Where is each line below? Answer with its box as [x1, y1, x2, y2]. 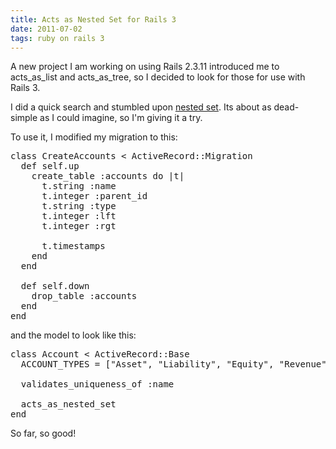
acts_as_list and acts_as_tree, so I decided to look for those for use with [10, 71, 306, 83]
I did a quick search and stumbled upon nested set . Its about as [10, 101, 272, 113]
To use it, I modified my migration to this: [10, 131, 178, 143]
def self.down [20, 281, 90, 292]
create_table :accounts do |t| [31, 171, 185, 182]
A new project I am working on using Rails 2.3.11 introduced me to [10, 61, 280, 73]
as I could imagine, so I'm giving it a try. [39, 112, 203, 124]
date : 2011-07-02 [10, 24, 83, 34]
